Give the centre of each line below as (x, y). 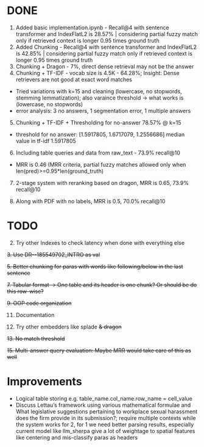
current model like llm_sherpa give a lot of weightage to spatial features (105, 431)
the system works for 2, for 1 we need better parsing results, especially (105, 424)
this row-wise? (26, 291)
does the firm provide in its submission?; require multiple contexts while (106, 418)
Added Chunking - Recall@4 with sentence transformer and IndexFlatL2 (106, 47)
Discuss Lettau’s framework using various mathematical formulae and (103, 405)
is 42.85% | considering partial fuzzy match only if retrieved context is (104, 53)
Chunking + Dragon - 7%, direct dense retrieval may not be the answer (105, 66)
